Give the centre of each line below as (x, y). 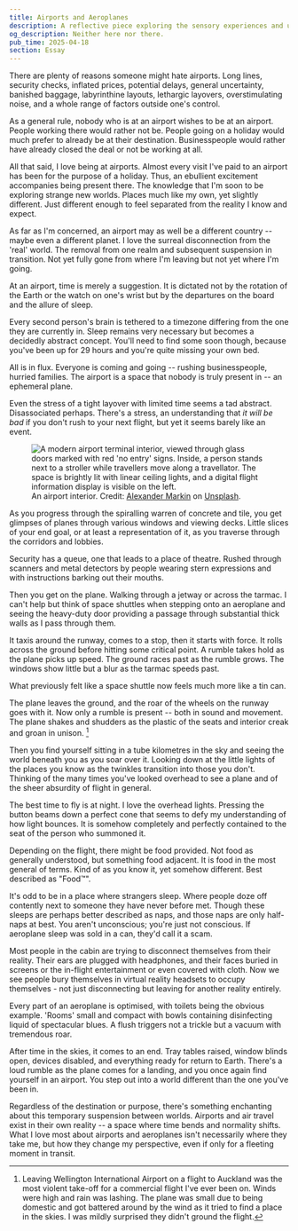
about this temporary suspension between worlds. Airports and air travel (142, 1116)
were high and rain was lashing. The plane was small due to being (142, 1197)
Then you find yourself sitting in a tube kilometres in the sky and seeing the (147, 750)
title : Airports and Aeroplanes (69, 17)
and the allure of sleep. (51, 305)
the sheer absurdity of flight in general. (81, 787)
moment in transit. (42, 1153)
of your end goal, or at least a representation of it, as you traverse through (145, 533)
